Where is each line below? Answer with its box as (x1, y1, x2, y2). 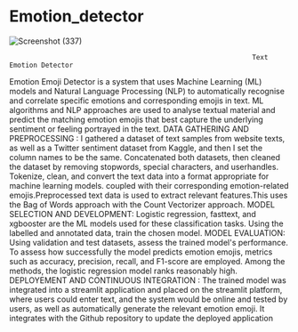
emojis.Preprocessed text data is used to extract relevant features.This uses (9, 190, 288, 200)
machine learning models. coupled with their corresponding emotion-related (9, 180, 289, 190)
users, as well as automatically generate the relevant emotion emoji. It (9, 303, 265, 313)
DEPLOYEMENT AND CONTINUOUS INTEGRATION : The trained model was (9, 274, 286, 286)
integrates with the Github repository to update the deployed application (9, 312, 274, 323)
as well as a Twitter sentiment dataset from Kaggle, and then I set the (9, 142, 263, 153)
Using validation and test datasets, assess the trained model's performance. (9, 237, 289, 247)
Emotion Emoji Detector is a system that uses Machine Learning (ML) (9, 76, 262, 86)
